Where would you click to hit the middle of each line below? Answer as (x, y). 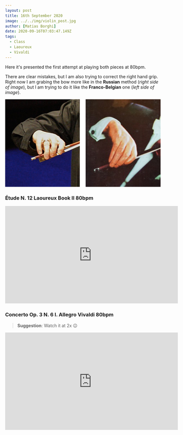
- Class (18, 42)
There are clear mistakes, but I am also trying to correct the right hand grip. (82, 76)
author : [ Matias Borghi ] (31, 26)
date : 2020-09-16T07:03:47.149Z (38, 31)
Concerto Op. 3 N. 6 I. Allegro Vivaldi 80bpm (59, 315)
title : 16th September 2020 (34, 16)
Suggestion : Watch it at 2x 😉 (47, 325)
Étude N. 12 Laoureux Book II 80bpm (49, 198)
